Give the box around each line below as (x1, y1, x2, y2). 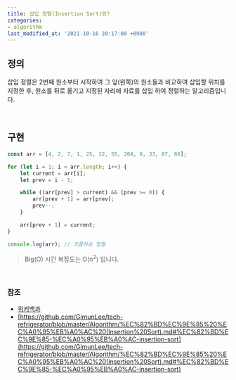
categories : (7, 17, 42, 24)
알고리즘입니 (192, 87, 227, 95)
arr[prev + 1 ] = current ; (20, 221, 96, 229)
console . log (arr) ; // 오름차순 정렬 (7, 241, 106, 248)
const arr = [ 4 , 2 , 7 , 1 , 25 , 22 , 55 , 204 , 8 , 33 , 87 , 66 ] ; (7, 151, 188, 158)
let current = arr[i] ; (20, 170, 86, 177)
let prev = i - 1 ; (20, 177, 74, 184)
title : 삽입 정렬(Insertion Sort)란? (7, 10, 110, 18)
